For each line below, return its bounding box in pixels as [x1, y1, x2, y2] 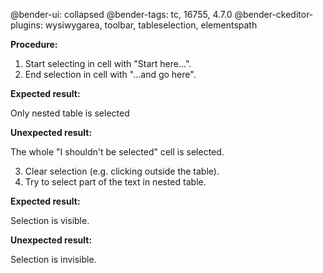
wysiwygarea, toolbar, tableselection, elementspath [44, 19, 258, 31]
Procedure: [10, 39, 58, 50]
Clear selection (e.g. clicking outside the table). [24, 165, 220, 177]
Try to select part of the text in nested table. [24, 176, 207, 188]
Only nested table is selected [10, 107, 130, 119]
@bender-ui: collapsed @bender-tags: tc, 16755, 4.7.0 [10, 9, 233, 20]
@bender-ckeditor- [234, 9, 314, 20]
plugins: [10, 19, 43, 31]
